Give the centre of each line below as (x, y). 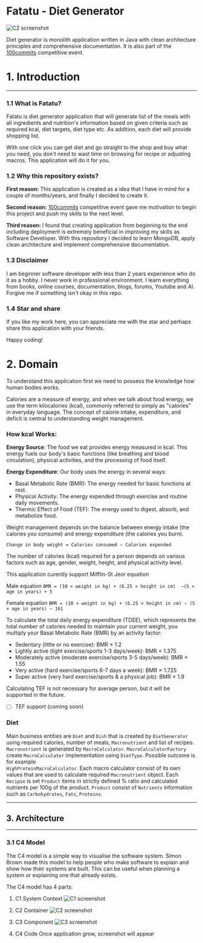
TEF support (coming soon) (49, 706)
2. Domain (32, 364)
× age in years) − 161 (35, 609)
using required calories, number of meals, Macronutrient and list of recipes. (100, 742)
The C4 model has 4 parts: (40, 887)
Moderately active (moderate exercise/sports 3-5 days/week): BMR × (101, 657)
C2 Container (31, 910)
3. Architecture (35, 819)
